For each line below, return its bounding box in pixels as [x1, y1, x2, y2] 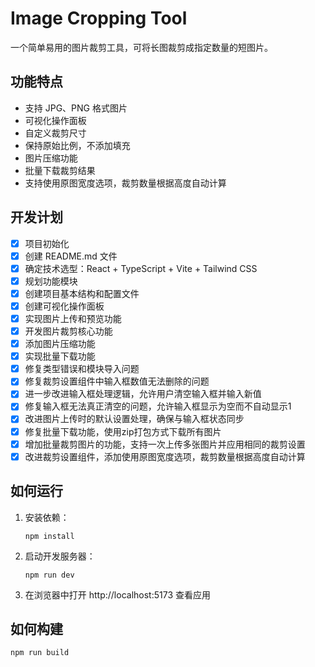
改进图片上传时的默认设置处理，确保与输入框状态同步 [24, 413, 245, 425]
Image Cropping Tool [10, 7, 188, 30]
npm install [24, 531, 75, 541]
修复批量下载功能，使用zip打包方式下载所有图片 [24, 425, 222, 437]
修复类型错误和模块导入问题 [24, 363, 140, 375]
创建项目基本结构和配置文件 [24, 287, 140, 299]
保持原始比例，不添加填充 [24, 139, 131, 151]
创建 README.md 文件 [24, 250, 118, 262]
